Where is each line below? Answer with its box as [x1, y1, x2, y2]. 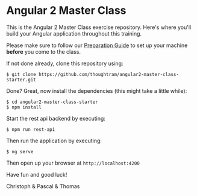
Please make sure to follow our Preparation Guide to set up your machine [6, 42, 188, 49]
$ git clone [6, 71, 36, 77]
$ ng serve [6, 148, 34, 154]
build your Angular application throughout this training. [6, 30, 142, 37]
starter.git [6, 77, 36, 83]
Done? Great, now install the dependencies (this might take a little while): [6, 87, 187, 94]
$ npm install [6, 104, 42, 110]
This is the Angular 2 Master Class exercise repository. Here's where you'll [6, 24, 192, 31]
